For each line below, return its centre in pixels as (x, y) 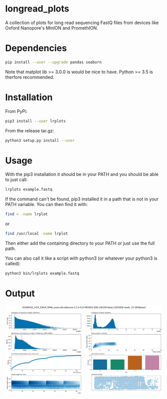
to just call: (16, 180)
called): (13, 263)
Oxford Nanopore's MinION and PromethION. (52, 28)
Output (20, 293)
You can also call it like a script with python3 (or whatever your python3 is (81, 258)
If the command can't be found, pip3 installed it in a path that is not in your (82, 199)
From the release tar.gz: (29, 130)
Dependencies (36, 48)
